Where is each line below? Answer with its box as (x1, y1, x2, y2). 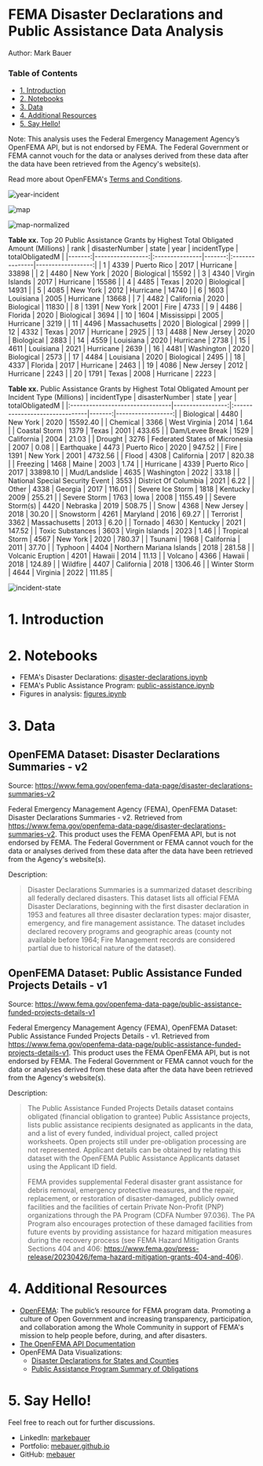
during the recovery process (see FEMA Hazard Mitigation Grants (27, 1236, 239, 1245)
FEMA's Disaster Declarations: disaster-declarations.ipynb (19, 673, 208, 682)
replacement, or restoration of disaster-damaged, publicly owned (27, 1194, 239, 1204)
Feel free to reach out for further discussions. (8, 1418, 155, 1428)
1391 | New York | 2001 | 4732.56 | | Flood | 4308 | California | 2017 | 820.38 (8, 451, 254, 460)
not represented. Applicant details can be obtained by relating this (27, 1145, 242, 1155)
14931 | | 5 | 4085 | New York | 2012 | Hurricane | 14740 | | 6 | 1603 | (8, 285, 229, 295)
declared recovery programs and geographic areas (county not (27, 927, 232, 936)
